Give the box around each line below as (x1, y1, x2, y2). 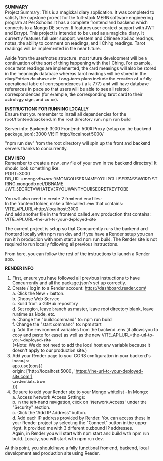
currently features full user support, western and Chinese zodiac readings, (5, 35, 155, 41)
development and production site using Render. (5, 450, 100, 456)
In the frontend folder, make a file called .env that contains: (5, 201, 123, 206)
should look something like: (5, 165, 60, 171)
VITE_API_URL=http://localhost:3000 (5, 206, 79, 212)
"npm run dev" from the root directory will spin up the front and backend (5, 140, 151, 146)
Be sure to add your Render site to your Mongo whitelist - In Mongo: (12, 389, 149, 395)
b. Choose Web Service (12, 296, 60, 301)
